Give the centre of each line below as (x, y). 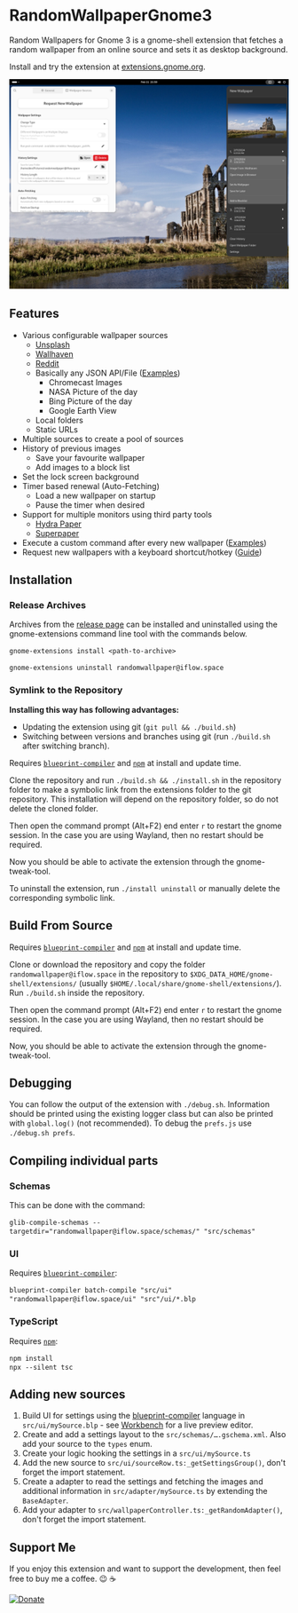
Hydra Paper (59, 524)
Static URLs (56, 429)
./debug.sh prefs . (42, 1133)
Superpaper (57, 533)
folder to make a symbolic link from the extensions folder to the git (130, 789)
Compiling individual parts (84, 1161)
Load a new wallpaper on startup (95, 495)
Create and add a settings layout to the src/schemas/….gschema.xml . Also (154, 1435)
